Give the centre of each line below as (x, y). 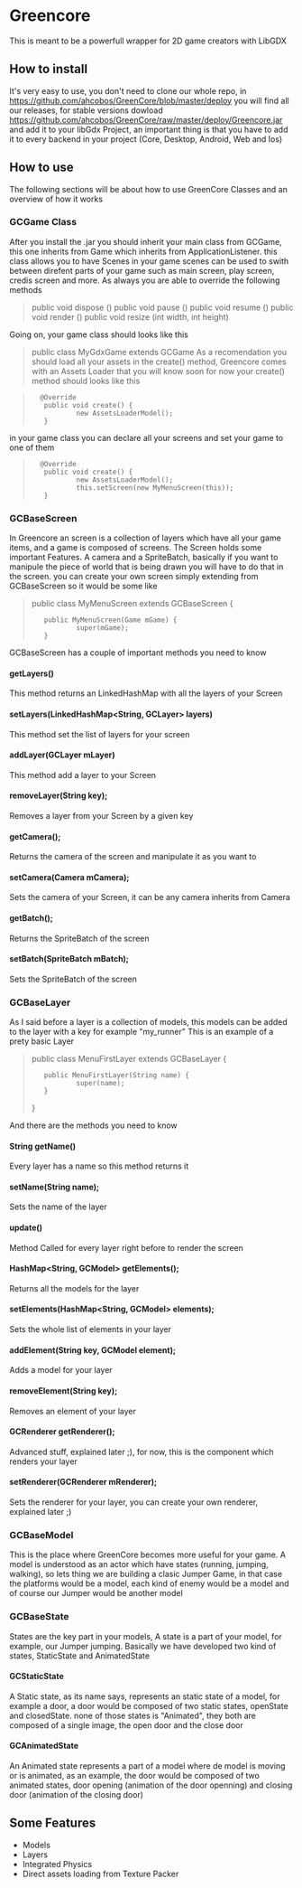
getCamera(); (35, 836)
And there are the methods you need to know (93, 1125)
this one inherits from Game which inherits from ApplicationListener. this (143, 251)
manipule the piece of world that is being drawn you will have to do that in (146, 567)
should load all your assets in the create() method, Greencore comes (159, 362)
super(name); (101, 1084)
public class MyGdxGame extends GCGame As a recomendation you (159, 352)
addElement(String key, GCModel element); (92, 1350)
